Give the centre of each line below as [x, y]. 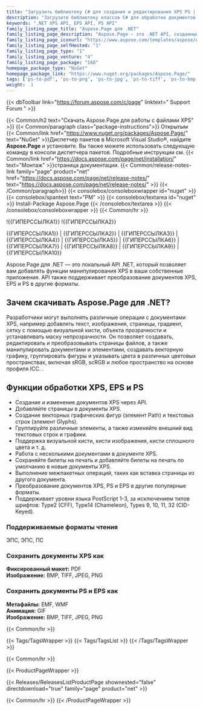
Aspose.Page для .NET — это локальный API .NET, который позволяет [96, 264]
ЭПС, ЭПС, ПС [25, 540]
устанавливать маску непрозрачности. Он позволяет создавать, [90, 337]
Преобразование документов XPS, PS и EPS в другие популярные [100, 486]
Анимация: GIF [26, 610]
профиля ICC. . [25, 369]
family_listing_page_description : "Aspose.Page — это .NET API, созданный [102, 34]
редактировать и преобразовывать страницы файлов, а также [87, 343]
